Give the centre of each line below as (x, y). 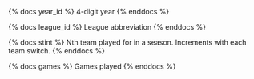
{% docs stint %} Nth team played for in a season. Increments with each (127, 42)
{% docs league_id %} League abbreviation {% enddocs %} (107, 27)
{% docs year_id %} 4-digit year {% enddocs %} (89, 12)
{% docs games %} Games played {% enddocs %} (92, 66)
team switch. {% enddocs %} (57, 51)
